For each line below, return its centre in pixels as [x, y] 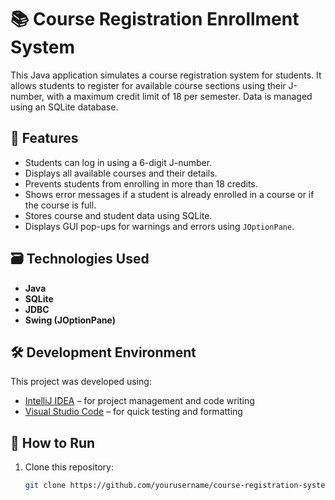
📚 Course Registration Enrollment [155, 19]
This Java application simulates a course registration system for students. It [166, 75]
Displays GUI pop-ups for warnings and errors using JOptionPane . [159, 226]
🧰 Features [44, 138]
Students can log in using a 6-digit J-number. [118, 162]
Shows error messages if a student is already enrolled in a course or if [169, 194]
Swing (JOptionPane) [70, 320]
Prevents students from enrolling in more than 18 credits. [141, 183]
